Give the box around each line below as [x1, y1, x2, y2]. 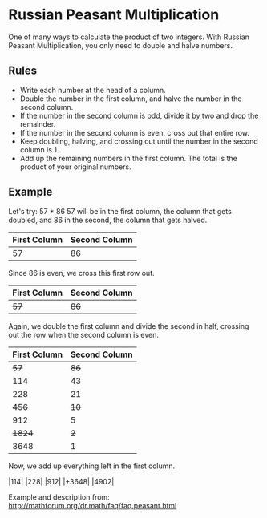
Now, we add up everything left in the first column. [8, 461, 176, 471]
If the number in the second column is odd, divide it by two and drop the [19, 111, 259, 120]
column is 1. [19, 144, 59, 154]
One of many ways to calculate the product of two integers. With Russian [8, 32, 250, 42]
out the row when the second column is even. [8, 330, 159, 339]
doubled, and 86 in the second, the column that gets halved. [8, 215, 208, 225]
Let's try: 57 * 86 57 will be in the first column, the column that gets [8, 206, 233, 216]
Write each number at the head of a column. [19, 85, 166, 95]
